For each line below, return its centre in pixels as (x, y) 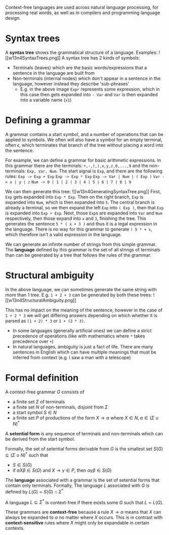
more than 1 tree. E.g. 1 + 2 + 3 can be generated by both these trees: (79, 295)
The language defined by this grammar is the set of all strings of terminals (83, 249)
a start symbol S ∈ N (35, 412)
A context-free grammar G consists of (45, 392)
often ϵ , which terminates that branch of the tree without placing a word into (84, 145)
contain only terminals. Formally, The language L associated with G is (77, 485)
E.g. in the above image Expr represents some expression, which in (90, 89)
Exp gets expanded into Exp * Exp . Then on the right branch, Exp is (74, 197)
